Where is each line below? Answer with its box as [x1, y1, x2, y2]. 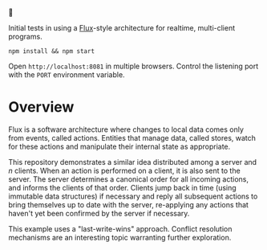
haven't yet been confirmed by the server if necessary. [8, 208, 190, 218]
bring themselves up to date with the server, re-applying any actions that [8, 199, 249, 209]
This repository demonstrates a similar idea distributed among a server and [8, 157, 257, 166]
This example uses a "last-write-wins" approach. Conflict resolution [8, 223, 233, 233]
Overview [8, 98, 75, 117]
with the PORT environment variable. [8, 70, 126, 80]
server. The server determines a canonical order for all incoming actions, [8, 174, 249, 184]
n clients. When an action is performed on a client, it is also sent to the [8, 166, 241, 175]
